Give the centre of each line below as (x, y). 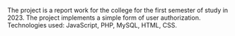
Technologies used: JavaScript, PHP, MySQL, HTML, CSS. (92, 25)
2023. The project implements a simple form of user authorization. (104, 18)
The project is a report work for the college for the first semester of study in (118, 10)
